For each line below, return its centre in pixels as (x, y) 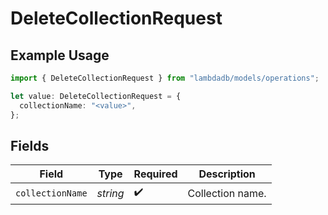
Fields (30, 145)
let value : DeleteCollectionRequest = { (96, 96)
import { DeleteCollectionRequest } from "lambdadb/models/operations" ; (165, 78)
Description (227, 174)
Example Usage (60, 55)
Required (155, 174)
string (110, 193)
